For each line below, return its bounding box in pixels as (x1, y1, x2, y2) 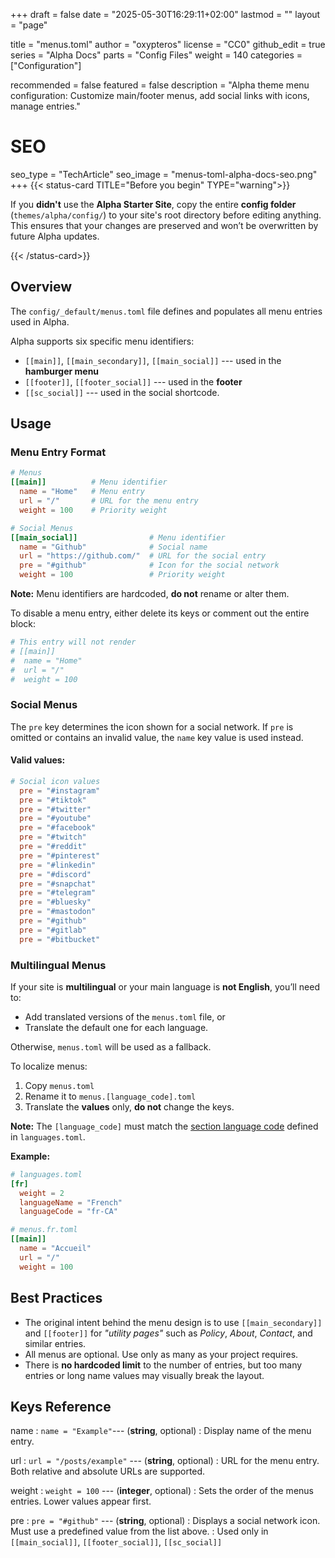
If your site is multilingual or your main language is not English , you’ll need (10, 980, 320, 993)
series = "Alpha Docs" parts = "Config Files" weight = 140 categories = (10, 49, 303, 61)
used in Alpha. (10, 315, 70, 328)
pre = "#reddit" (19, 842, 87, 852)
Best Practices (10, 1290, 103, 1307)
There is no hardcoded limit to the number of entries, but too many (24, 1359, 303, 1371)
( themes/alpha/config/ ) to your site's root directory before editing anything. (10, 209, 322, 221)
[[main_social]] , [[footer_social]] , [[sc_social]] (10, 1536, 223, 1548)
